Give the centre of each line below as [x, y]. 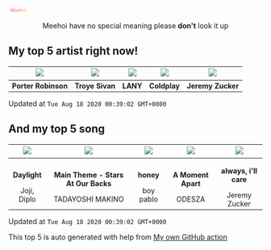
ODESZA [191, 199]
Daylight [27, 175]
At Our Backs [89, 184]
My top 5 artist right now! [73, 51]
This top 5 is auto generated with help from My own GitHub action [118, 237]
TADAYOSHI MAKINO [89, 199]
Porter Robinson [40, 86]
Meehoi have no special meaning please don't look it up [135, 25]
